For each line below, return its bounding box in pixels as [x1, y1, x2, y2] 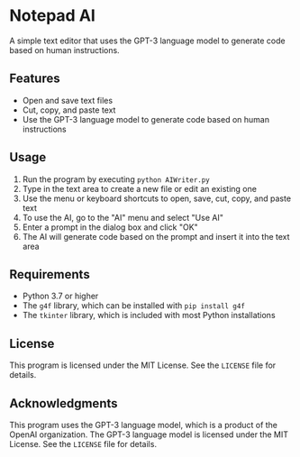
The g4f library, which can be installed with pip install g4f [22, 300, 246, 311]
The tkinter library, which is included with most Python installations [22, 310, 277, 321]
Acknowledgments [9, 396, 119, 411]
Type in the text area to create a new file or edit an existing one [22, 183, 257, 194]
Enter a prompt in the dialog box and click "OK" [22, 222, 198, 233]
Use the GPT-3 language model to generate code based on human [22, 114, 270, 124]
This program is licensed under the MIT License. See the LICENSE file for [9, 360, 277, 370]
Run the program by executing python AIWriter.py [22, 173, 210, 185]
